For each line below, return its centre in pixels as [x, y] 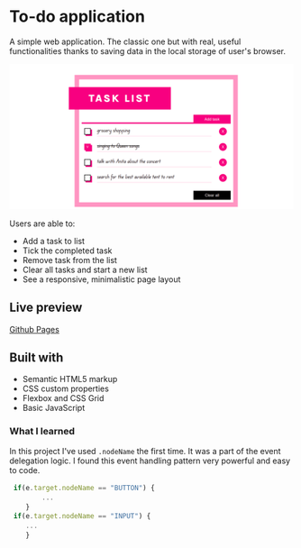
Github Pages [35, 329]
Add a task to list [54, 241]
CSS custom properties [66, 388]
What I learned [42, 432]
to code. [25, 470]
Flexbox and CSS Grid [63, 398]
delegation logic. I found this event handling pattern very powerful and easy [150, 461]
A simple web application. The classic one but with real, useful [125, 41]
